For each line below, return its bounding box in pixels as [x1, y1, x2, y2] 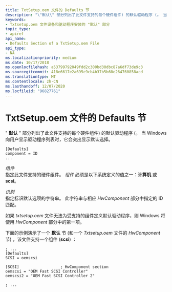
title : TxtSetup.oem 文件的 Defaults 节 [5, 7, 90, 13]
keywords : [5, 17, 27, 22]
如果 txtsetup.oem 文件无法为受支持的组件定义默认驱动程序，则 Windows [5, 213, 160, 219]
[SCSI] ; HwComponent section [5, 264, 109, 269]
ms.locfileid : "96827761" [5, 88, 60, 94]
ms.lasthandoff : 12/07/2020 [5, 84, 66, 89]
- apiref [5, 31, 24, 36]
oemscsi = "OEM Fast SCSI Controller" [5, 269, 88, 274]
